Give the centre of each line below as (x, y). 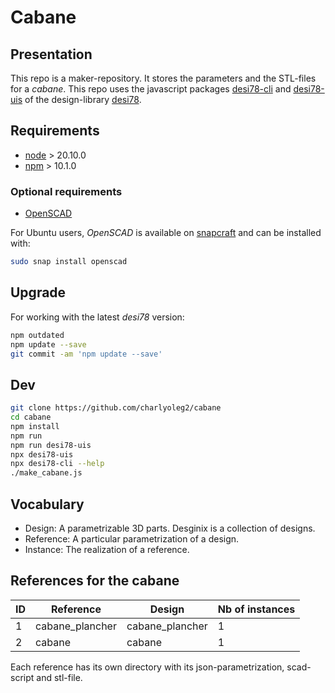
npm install (35, 426)
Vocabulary (47, 504)
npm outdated (37, 335)
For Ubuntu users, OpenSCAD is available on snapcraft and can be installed (166, 233)
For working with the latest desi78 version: (97, 317)
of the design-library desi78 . (83, 99)
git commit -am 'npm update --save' (86, 354)
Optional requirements (66, 191)
